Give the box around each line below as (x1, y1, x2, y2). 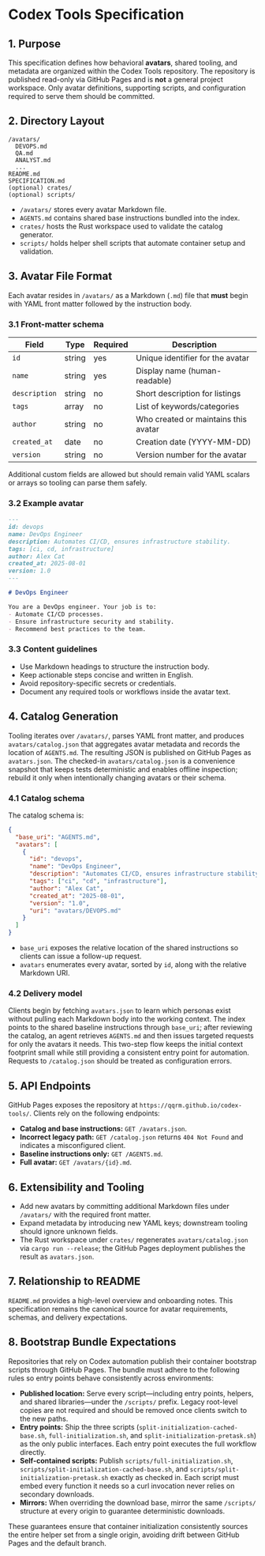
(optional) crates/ (8, 183, 73, 191)
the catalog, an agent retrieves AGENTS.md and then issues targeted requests (8, 1031, 254, 1040)
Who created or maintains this (136, 414, 247, 425)
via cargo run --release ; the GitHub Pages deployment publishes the (19, 1243, 246, 1252)
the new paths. (19, 1414, 69, 1423)
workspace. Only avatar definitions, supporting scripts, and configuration (8, 83, 246, 93)
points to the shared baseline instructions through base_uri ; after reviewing (8, 1022, 252, 1033)
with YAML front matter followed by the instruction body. (8, 299, 192, 308)
